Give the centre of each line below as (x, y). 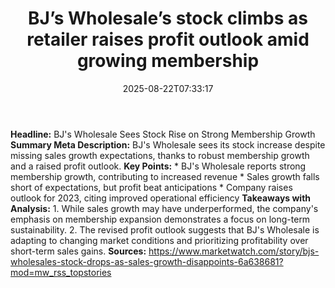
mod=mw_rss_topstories (61, 272)
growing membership (168, 61)
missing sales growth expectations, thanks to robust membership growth (160, 155)
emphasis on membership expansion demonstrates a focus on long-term (160, 219)
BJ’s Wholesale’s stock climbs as (168, 18)
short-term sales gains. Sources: (78, 251)
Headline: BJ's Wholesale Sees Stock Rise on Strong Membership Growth (163, 134)
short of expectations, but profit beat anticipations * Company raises (151, 187)
